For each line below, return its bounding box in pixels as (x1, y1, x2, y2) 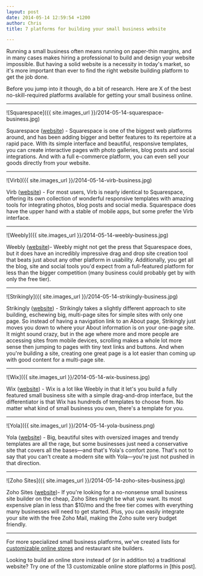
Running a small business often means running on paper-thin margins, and (6, 48, 192, 55)
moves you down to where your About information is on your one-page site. (6, 324, 195, 331)
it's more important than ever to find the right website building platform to (6, 67, 189, 74)
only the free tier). (6, 276, 51, 283)
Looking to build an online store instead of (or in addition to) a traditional (6, 557, 186, 564)
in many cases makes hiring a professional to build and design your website (6, 54, 195, 61)
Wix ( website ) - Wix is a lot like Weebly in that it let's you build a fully (6, 385, 178, 392)
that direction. (6, 460, 41, 467)
